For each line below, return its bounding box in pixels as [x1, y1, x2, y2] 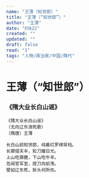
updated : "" [6, 36, 35, 42]
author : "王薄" [6, 20, 42, 26]
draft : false [6, 42, 38, 48]
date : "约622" [6, 25, 40, 31]
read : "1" [6, 47, 31, 53]
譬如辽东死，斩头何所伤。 [6, 167, 59, 173]
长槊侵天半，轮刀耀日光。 [6, 148, 59, 154]
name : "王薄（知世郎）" [6, 8, 58, 15]
